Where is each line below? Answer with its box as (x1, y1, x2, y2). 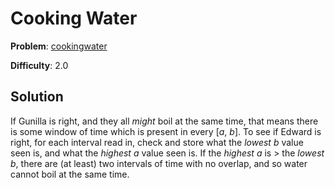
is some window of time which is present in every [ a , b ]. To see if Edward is (10, 125, 322, 137)
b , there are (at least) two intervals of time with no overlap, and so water (10, 157, 308, 169)
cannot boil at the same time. (10, 168, 130, 180)
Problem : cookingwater (10, 40, 108, 52)
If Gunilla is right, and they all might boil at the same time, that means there (10, 115, 319, 127)
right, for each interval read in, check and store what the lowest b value (10, 136, 304, 148)
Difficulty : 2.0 (10, 59, 69, 71)
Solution (10, 88, 64, 106)
